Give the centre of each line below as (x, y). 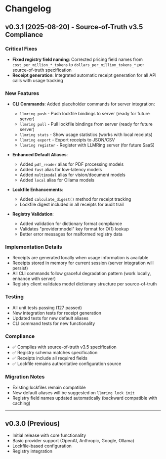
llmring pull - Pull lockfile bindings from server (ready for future (86, 124)
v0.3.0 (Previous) (33, 423)
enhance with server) (34, 279)
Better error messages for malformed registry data (71, 234)
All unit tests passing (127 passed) (47, 308)
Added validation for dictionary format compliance (71, 224)
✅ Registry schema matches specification (55, 353)
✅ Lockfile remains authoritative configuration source (67, 364)
